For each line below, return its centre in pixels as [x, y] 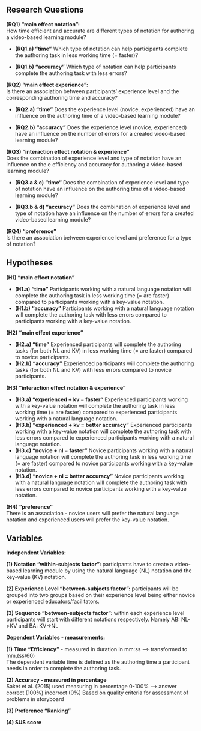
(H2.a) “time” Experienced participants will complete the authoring [98, 344]
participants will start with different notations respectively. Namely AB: [93, 620]
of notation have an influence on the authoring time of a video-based [100, 189]
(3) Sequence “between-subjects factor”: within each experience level [95, 613]
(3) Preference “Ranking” [39, 711]
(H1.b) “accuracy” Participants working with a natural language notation [104, 308]
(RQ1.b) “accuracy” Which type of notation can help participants [95, 67]
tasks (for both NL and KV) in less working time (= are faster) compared [103, 350]
